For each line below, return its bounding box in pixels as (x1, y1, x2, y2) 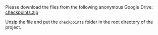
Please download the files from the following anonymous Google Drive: (5, 4, 153, 10)
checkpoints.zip (5, 9, 39, 15)
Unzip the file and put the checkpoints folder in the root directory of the (5, 19, 153, 25)
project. (5, 24, 22, 30)
